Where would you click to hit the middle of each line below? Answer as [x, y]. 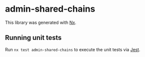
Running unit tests [33, 38]
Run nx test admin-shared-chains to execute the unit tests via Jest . [73, 49]
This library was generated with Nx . [41, 22]
